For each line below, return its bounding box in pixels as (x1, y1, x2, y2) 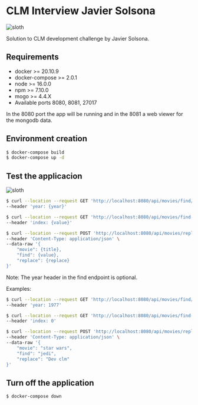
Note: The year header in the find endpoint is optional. (6, 274, 137, 281)
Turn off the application (6, 378, 94, 388)
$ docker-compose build (6, 149, 65, 155)
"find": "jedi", (16, 350, 57, 357)
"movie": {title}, (16, 247, 62, 253)
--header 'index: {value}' (6, 220, 72, 225)
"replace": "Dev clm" (16, 356, 70, 362)
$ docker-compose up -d (6, 155, 65, 161)
